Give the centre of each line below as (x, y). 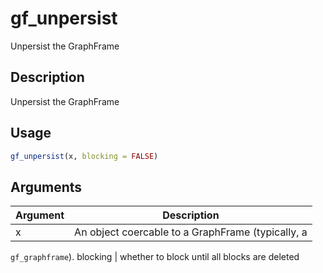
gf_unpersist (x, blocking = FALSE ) (84, 156)
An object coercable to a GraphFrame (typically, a (191, 232)
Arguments (46, 187)
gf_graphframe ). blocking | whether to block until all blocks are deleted (155, 257)
